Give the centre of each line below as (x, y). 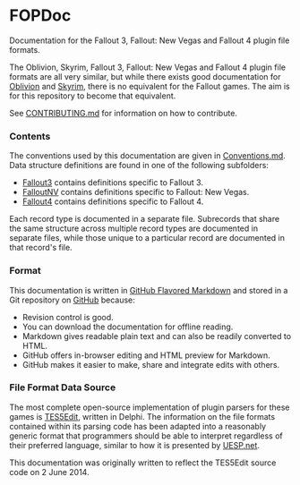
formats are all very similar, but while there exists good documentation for (145, 76)
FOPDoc (40, 16)
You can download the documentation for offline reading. (128, 327)
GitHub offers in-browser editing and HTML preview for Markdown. (146, 355)
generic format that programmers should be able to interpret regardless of (146, 436)
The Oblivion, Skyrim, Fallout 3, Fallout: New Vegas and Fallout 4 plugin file (148, 67)
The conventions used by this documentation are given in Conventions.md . (148, 156)
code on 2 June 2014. (49, 472)
